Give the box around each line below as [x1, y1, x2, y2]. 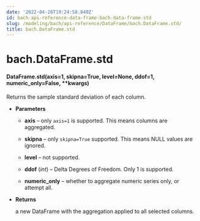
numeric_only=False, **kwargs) [6, 80, 90, 87]
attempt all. [24, 184, 53, 191]
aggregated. [24, 123, 56, 130]
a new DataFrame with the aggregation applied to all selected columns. [15, 208, 194, 215]
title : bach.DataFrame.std [6, 26, 75, 32]
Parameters [15, 105, 46, 112]
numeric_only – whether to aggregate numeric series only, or [24, 177, 179, 184]
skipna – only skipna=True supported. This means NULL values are [24, 135, 193, 143]
